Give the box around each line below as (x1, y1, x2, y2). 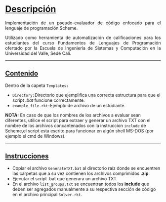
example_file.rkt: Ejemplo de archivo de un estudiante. (12, 102, 126, 108)
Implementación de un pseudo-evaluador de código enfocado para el (5, 20, 161, 26)
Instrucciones (5, 152, 49, 161)
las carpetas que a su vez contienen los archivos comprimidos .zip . (12, 170, 150, 176)
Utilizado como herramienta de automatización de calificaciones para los (5, 35, 161, 40)
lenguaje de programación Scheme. (5, 25, 78, 31)
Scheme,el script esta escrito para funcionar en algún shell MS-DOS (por (5, 127, 154, 134)
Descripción (5, 3, 56, 15)
